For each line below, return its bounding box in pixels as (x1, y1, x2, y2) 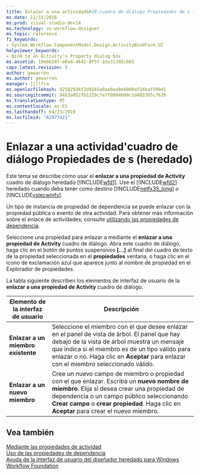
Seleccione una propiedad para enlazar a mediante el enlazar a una (6, 234, 173, 241)
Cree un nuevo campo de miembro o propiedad (51, 370, 185, 378)
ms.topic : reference (6, 31, 58, 37)
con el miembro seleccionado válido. (51, 360, 155, 368)
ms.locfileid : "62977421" (6, 114, 70, 120)
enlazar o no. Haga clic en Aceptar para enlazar (51, 353, 186, 361)
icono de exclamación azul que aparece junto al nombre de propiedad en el (6, 259, 191, 266)
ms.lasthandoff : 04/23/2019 (6, 109, 76, 115)
